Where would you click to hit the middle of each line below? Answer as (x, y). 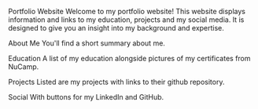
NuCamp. (24, 67)
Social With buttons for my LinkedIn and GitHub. (86, 97)
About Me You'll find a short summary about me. (87, 43)
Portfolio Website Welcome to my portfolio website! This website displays (127, 11)
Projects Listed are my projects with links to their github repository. (116, 82)
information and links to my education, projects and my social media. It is (126, 20)
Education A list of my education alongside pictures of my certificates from (129, 58)
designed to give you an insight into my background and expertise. (116, 28)
